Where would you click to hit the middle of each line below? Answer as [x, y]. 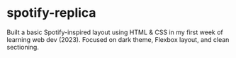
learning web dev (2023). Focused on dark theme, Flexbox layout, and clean [118, 39]
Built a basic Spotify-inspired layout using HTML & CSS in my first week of [115, 32]
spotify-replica [51, 13]
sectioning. [23, 47]
